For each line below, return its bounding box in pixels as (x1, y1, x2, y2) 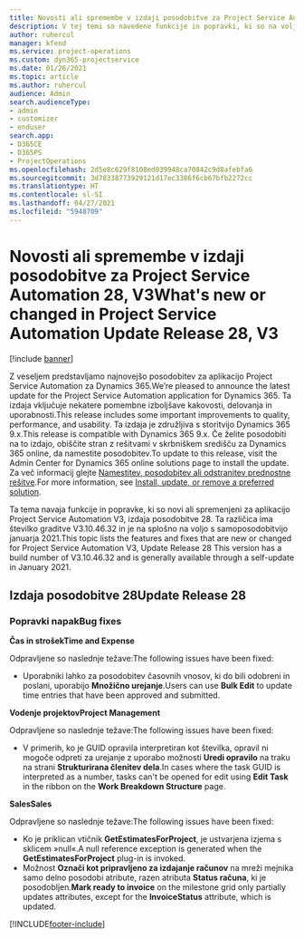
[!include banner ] (9, 353, 74, 363)
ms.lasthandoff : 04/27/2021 (9, 198, 116, 208)
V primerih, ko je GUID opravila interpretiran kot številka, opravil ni (22, 742, 269, 753)
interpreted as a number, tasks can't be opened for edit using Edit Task (22, 771, 289, 782)
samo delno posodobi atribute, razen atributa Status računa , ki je (22, 872, 267, 884)
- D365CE (9, 140, 43, 149)
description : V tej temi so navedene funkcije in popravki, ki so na (9, 22, 278, 31)
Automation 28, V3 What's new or (9, 285, 267, 305)
